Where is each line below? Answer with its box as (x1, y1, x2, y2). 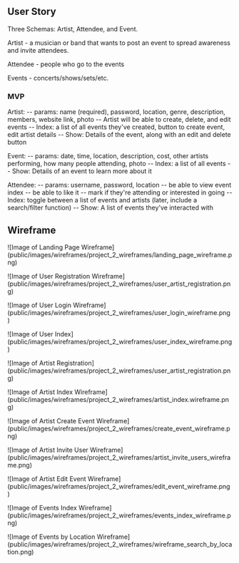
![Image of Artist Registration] (7, 358, 95, 367)
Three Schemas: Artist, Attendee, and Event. (7, 24, 138, 33)
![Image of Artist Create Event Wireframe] (7, 416, 130, 425)
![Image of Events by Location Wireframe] (7, 532, 131, 541)
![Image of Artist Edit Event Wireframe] (7, 474, 121, 483)
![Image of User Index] (7, 329, 73, 338)
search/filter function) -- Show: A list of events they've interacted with (7, 203, 214, 212)
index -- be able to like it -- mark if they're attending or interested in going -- (7, 188, 233, 197)
